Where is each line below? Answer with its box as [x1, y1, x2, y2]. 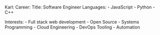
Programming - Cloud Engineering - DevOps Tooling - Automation [4, 24, 140, 30]
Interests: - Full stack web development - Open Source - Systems [4, 19, 140, 25]
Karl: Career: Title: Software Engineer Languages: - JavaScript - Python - [4, 4, 155, 10]
